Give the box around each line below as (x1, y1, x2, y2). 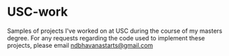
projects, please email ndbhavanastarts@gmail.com (7, 41, 154, 49)
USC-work (7, 4, 69, 20)
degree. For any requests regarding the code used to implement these (7, 33, 206, 42)
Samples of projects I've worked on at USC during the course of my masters (7, 27, 223, 35)
